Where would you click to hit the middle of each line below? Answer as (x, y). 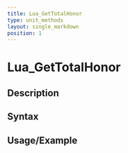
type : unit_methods (35, 20)
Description (33, 93)
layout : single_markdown (43, 26)
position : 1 (24, 33)
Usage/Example (42, 140)
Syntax (23, 116)
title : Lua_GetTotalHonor (45, 14)
